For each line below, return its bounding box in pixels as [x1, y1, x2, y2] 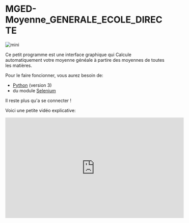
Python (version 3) [12, 82, 52, 88]
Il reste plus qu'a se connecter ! [5, 97, 72, 104]
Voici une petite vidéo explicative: [5, 107, 76, 113]
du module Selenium [12, 87, 56, 93]
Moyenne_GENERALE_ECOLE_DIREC [5, 14, 163, 26]
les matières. [5, 62, 32, 68]
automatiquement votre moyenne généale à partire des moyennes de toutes [5, 57, 165, 63]
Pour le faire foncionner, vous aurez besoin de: [5, 72, 103, 78]
